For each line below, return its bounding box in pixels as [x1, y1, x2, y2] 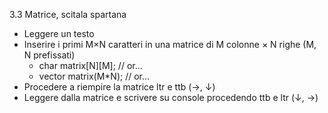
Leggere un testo [23, 28, 95, 39]
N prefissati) [23, 49, 76, 61]
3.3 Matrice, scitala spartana [9, 9, 127, 20]
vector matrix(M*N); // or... [38, 70, 151, 82]
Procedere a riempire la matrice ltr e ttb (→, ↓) [23, 81, 216, 93]
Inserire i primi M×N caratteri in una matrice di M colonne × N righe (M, [23, 39, 317, 50]
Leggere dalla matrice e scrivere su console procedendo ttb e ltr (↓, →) [23, 92, 319, 103]
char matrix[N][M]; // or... [38, 60, 143, 71]
